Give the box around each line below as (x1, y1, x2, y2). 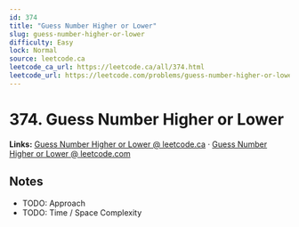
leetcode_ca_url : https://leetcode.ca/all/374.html (9, 63, 205, 72)
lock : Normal (9, 46, 58, 55)
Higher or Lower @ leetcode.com (9, 148, 131, 158)
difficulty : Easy (9, 37, 74, 47)
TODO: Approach (21, 198, 86, 208)
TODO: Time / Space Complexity (21, 207, 142, 218)
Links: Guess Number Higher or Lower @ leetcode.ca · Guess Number (9, 139, 268, 150)
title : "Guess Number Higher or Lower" (9, 21, 158, 30)
